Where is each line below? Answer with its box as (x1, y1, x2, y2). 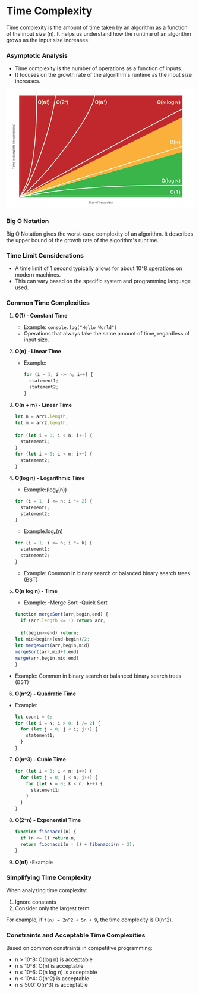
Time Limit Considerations (6, 251, 84, 259)
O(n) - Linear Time (14, 348, 61, 355)
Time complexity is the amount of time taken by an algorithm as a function (6, 24, 188, 31)
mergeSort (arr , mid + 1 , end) (14, 649, 79, 655)
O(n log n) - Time (14, 587, 58, 594)
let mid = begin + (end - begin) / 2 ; (14, 636, 90, 642)
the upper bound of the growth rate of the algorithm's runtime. (6, 236, 159, 243)
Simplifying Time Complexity (6, 873, 92, 882)
